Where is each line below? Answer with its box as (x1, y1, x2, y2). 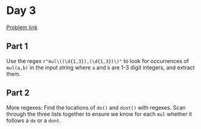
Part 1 (6, 41, 29, 51)
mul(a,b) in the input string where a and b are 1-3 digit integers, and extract (6, 64, 195, 71)
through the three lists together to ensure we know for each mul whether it (6, 110, 192, 117)
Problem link (6, 24, 38, 31)
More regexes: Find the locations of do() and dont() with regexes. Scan (6, 104, 186, 111)
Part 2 (6, 88, 30, 98)
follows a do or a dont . (6, 116, 62, 124)
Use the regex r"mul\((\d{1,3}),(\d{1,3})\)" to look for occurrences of (6, 57, 189, 64)
